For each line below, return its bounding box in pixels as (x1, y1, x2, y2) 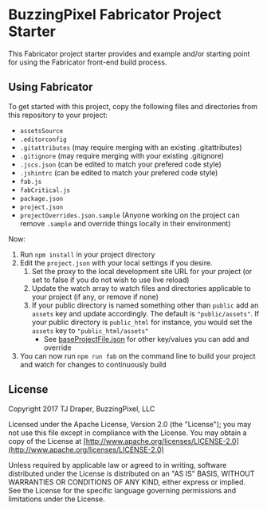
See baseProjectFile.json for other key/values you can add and (43, 334, 249, 343)
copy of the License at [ (8, 436, 86, 445)
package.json (19, 194, 64, 202)
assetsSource (19, 127, 64, 135)
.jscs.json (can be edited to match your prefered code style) (19, 159, 222, 169)
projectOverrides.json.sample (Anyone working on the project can (19, 210, 241, 220)
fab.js (19, 178, 42, 186)
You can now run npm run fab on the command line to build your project (19, 351, 257, 360)
